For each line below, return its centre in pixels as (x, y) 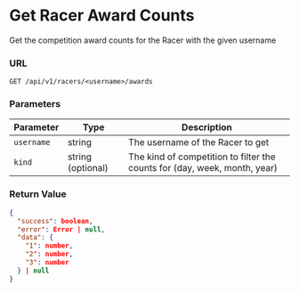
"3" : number (47, 263)
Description (207, 127)
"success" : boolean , (55, 221)
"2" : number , (49, 255)
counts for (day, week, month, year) (203, 167)
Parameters (35, 104)
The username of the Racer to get (199, 142)
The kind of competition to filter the (202, 157)
